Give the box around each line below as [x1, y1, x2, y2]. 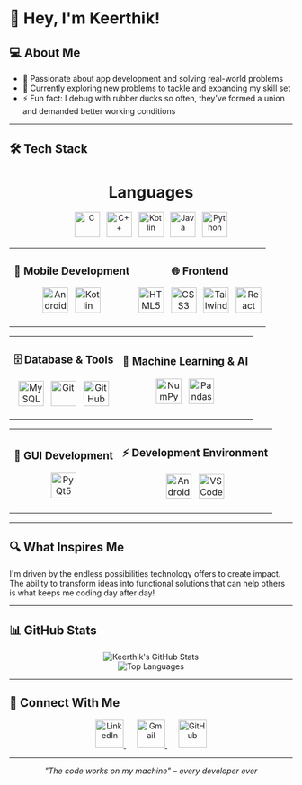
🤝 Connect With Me [9, 695, 120, 710]
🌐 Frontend [170, 264, 229, 278]
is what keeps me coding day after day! [9, 587, 155, 598]
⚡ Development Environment [121, 446, 269, 461]
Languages [108, 181, 194, 202]
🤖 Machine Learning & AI [122, 354, 249, 368]
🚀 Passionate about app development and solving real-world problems [22, 74, 284, 84]
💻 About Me [9, 45, 81, 60]
